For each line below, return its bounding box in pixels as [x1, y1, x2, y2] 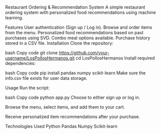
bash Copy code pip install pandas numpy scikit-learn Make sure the [5, 70, 146, 76]
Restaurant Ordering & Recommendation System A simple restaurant [5, 4, 146, 10]
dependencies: [5, 61, 36, 66]
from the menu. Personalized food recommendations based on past [5, 30, 144, 35]
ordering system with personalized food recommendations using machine [5, 9, 156, 15]
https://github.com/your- [59, 50, 109, 56]
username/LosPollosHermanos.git [5, 55, 75, 61]
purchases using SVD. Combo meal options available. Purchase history [5, 35, 151, 41]
